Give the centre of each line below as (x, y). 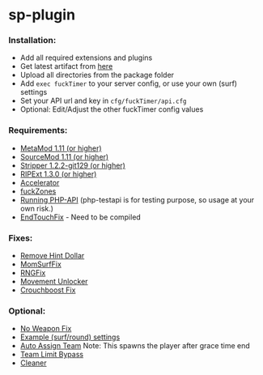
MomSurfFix (41, 264)
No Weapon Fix (46, 329)
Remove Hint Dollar (52, 256)
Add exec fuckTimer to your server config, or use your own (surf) (128, 83)
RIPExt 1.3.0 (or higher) (58, 174)
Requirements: (38, 130)
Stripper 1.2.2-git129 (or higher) (72, 165)
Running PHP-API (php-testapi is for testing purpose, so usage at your (137, 199)
